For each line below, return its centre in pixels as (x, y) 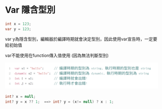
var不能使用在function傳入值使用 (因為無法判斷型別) (57, 55)
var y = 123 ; (18, 29)
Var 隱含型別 (30, 10)
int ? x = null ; (20, 97)
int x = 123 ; (18, 24)
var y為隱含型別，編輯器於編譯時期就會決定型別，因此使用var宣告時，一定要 (81, 39)
